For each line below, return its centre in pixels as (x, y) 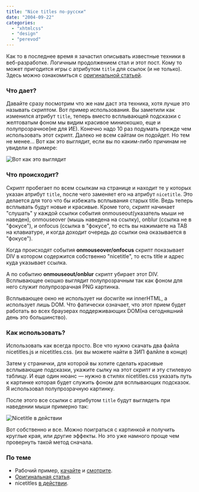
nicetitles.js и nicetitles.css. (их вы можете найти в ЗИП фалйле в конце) (97, 352)
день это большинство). (37, 317)
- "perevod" (26, 39)
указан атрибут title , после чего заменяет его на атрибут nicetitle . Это (99, 194)
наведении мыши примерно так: (48, 406)
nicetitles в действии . (41, 483)
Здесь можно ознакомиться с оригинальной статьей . (74, 75)
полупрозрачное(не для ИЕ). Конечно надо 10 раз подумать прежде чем (99, 129)
